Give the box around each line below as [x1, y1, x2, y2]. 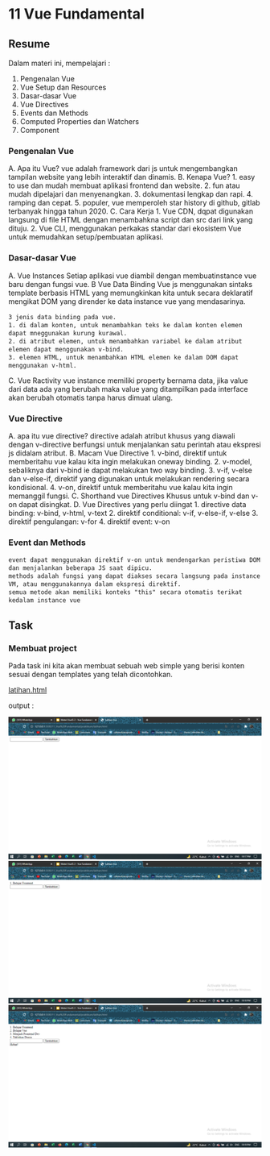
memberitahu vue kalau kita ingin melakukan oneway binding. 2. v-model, [8, 456, 252, 466]
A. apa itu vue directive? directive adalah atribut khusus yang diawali [8, 430, 235, 440]
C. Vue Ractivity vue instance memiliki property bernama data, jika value [8, 376, 248, 385]
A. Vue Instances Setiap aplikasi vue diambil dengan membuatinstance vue [8, 271, 257, 281]
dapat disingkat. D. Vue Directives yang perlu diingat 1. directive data [18, 499, 247, 509]
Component [19, 126, 59, 135]
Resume [8, 37, 51, 51]
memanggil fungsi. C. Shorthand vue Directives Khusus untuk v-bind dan [8, 491, 250, 501]
